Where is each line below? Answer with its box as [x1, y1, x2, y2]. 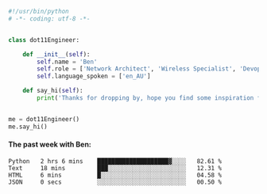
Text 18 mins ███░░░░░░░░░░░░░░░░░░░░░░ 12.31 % [8, 164, 222, 172]
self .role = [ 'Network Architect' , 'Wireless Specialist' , [37, 65, 237, 73]
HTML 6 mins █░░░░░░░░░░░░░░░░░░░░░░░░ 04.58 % [8, 171, 222, 179]
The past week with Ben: [8, 139, 91, 150]
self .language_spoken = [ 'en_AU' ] [37, 72, 151, 81]
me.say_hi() [8, 123, 48, 131]
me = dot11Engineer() [8, 115, 80, 123]
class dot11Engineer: [8, 36, 80, 44]
